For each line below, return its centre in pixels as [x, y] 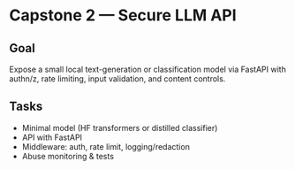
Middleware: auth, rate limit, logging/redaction [106, 146]
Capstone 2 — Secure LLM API [123, 15]
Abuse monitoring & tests [68, 156]
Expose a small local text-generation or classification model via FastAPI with [148, 69]
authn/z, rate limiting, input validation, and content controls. [117, 79]
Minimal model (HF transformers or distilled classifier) [120, 127]
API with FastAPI [52, 137]
